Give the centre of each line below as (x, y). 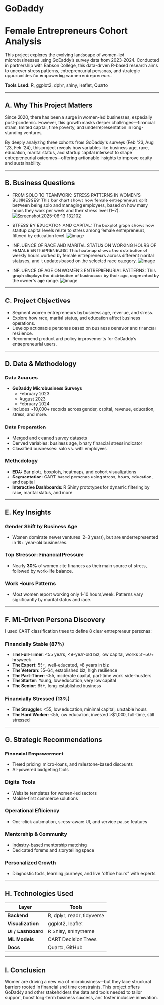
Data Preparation (26, 427)
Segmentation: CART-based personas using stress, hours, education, (82, 477)
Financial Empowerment (34, 754)
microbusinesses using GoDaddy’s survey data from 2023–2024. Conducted (82, 60)
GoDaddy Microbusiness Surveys (47, 388)
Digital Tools (20, 782)
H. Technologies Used (39, 893)
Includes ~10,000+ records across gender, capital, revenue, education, (83, 409)
